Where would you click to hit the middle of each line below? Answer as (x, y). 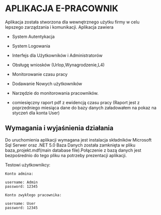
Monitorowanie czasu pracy (40, 74)
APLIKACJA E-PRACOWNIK (62, 9)
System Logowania (31, 46)
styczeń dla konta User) (36, 113)
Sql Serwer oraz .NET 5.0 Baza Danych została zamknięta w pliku (70, 145)
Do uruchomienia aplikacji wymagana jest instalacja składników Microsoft (78, 140)
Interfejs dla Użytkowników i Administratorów (57, 55)
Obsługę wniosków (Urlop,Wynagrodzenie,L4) (58, 65)
